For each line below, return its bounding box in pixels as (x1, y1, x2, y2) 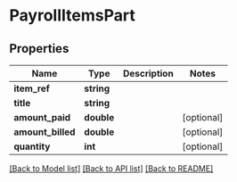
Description (123, 68, 174, 79)
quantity (13, 140, 51, 153)
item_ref (13, 82, 51, 95)
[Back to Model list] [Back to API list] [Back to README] (9, 163, 214, 174)
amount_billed (13, 126, 76, 138)
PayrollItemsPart (9, 5, 135, 26)
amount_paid (13, 112, 71, 123)
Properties (9, 41, 69, 56)
